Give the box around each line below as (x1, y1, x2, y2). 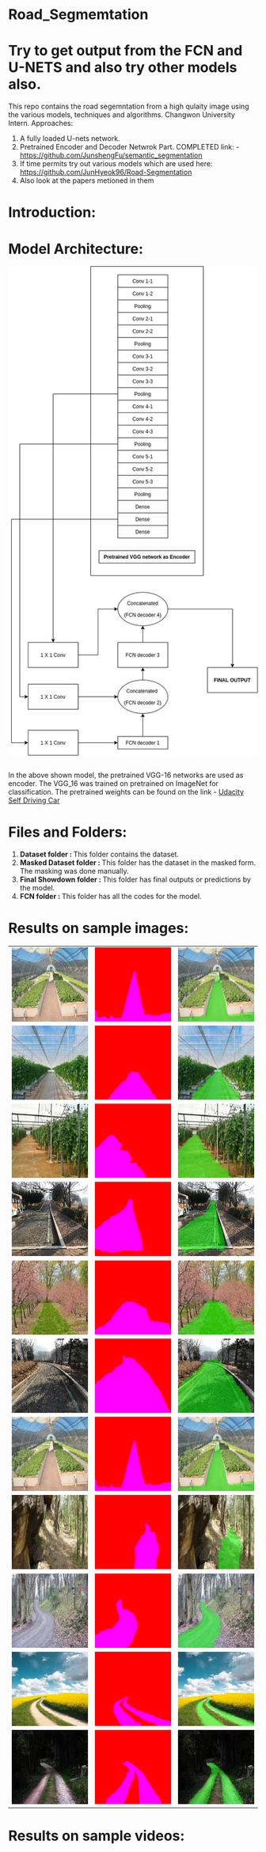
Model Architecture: (8, 240, 144, 258)
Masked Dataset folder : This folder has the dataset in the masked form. (19, 857, 256, 867)
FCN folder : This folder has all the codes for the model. (19, 891, 202, 901)
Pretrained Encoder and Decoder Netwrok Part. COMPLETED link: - (19, 142, 240, 152)
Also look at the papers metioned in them (19, 176, 154, 185)
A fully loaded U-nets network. (19, 134, 120, 143)
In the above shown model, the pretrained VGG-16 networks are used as (8, 770, 244, 780)
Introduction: (8, 203, 97, 222)
